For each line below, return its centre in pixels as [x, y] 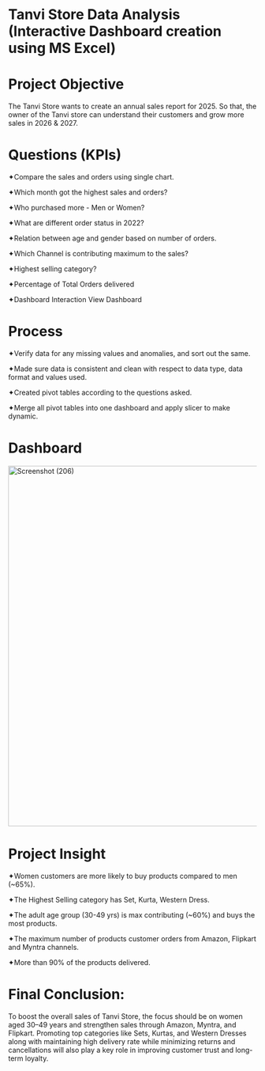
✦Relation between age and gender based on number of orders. [112, 238]
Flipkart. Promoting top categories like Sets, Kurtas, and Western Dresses [127, 1033]
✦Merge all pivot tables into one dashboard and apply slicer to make [119, 408]
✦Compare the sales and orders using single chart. [91, 177]
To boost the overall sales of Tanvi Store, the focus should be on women [125, 1016]
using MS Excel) [62, 48]
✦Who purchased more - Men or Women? [77, 208]
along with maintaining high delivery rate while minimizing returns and [122, 1041]
